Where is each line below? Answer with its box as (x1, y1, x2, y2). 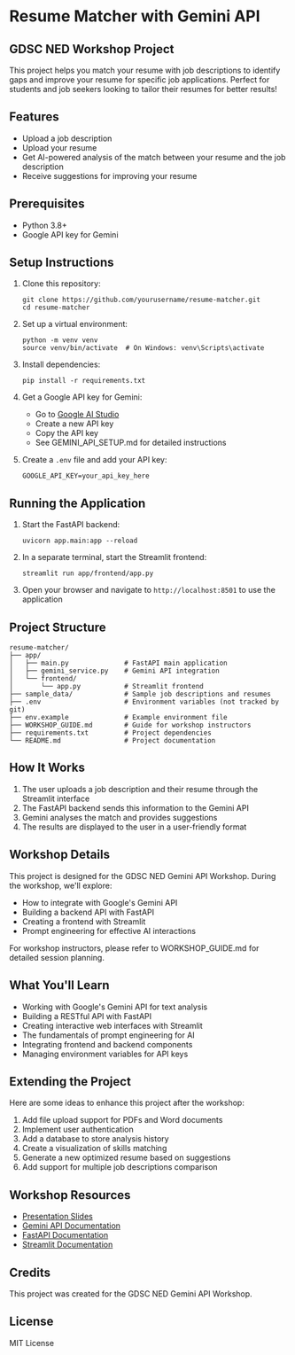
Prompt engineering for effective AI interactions (21, 925, 197, 936)
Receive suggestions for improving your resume (21, 170, 198, 181)
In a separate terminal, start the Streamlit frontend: (21, 552, 207, 563)
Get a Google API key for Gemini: (21, 392, 143, 402)
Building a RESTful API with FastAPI (21, 1010, 152, 1021)
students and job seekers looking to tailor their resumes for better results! (9, 84, 277, 94)
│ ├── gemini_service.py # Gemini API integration (9, 666, 220, 675)
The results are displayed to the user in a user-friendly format (21, 822, 247, 832)
